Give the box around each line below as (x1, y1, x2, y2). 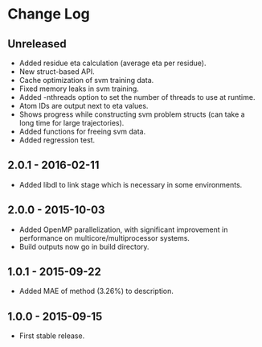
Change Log (7, 5, 90, 23)
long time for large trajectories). (18, 118, 125, 127)
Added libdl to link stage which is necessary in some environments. (18, 180, 243, 189)
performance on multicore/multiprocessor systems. (18, 233, 190, 242)
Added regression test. (18, 135, 96, 145)
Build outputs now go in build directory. (18, 242, 149, 251)
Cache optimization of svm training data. (18, 76, 154, 85)
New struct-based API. (18, 67, 95, 76)
